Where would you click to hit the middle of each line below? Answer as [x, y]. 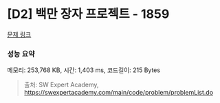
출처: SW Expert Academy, [61, 85]
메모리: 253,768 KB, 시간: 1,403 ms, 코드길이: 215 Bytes [84, 70]
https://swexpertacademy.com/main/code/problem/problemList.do [119, 93]
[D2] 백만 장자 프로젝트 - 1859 [88, 14]
